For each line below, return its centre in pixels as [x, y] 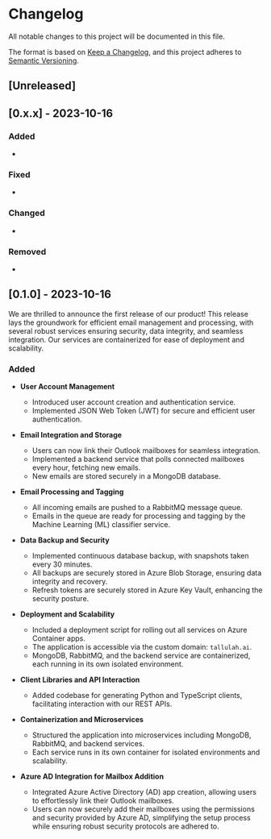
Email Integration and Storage [71, 435]
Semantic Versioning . [44, 60]
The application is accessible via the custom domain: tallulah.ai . [142, 647]
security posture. [60, 599]
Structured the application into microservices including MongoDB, [142, 735]
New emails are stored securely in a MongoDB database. [127, 476]
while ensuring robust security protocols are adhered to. [125, 826]
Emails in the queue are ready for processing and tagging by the [139, 516]
